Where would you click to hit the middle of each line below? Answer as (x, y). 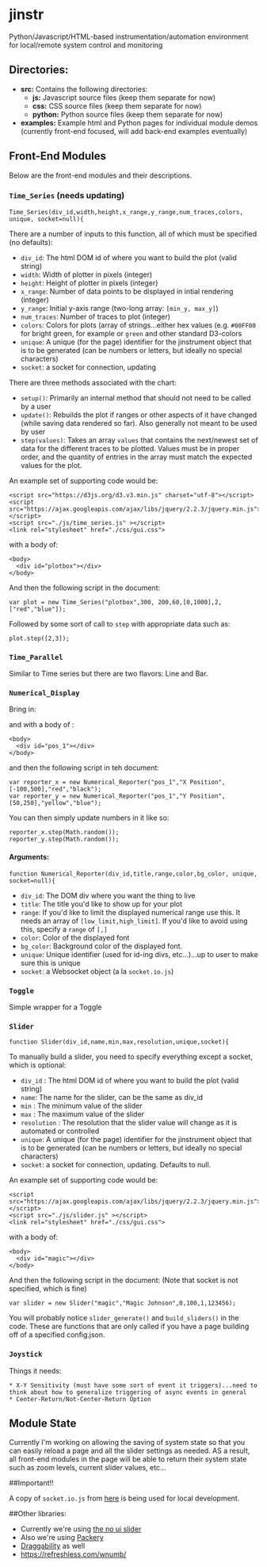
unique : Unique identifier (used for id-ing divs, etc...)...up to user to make (139, 954)
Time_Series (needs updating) (67, 196)
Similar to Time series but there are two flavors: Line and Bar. (109, 674)
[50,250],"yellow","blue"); (55, 803)
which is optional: (38, 1065)
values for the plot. (51, 465)
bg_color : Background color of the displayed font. (101, 946)
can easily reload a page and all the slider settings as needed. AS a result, (130, 1451)
